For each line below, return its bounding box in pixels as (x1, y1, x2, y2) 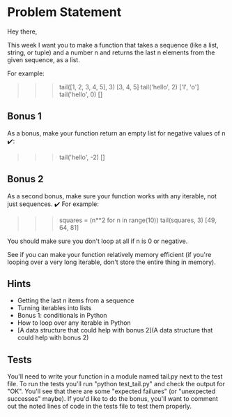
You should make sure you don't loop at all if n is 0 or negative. (7, 237, 188, 245)
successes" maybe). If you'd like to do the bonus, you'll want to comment (7, 395, 218, 403)
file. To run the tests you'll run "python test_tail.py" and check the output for (7, 380, 225, 388)
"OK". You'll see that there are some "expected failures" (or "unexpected (7, 387, 216, 395)
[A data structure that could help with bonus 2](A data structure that (17, 326, 213, 335)
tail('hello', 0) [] (59, 90, 103, 98)
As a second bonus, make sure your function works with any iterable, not (7, 191, 217, 200)
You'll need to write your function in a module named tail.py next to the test (7, 372, 223, 381)
